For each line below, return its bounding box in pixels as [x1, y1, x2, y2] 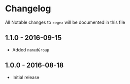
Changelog [5, 3, 51, 14]
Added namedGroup [12, 46, 49, 52]
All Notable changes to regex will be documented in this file [5, 19, 126, 25]
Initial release [12, 74, 39, 80]
